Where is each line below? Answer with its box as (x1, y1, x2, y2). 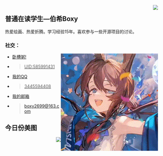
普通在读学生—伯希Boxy (5, 15, 79, 23)
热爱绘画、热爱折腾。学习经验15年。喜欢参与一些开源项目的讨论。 (5, 29, 137, 35)
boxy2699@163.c (24, 103, 60, 109)
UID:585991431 (24, 64, 55, 69)
